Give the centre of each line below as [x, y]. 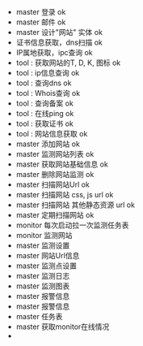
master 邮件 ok [41, 22]
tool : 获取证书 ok [45, 123]
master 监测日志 [43, 276]
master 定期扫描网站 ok [55, 215]
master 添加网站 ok [48, 144]
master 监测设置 [43, 245]
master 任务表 [39, 316]
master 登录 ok [41, 12]
